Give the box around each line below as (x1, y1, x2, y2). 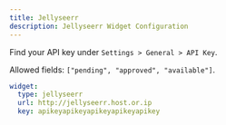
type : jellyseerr (17, 90, 84, 100)
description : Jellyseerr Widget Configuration (9, 22, 189, 31)
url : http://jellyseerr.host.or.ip (17, 99, 152, 108)
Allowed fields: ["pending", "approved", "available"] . (9, 64, 216, 75)
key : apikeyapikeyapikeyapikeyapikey (17, 107, 161, 116)
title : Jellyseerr (9, 13, 79, 23)
